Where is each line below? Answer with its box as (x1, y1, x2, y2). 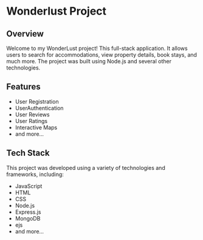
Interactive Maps (15, 124, 58, 131)
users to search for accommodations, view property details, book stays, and (6, 51, 198, 58)
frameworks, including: (6, 171, 64, 178)
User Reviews (15, 111, 50, 118)
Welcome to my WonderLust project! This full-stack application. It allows (6, 44, 188, 52)
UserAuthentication (15, 104, 64, 111)
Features (6, 82, 41, 92)
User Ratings (15, 117, 47, 124)
